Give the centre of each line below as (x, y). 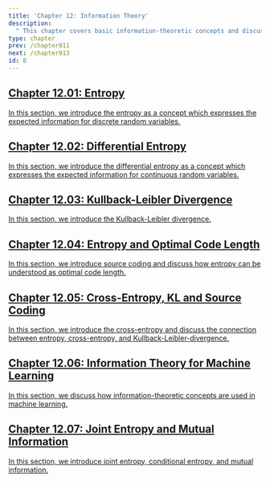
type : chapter (32, 38)
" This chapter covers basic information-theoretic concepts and (127, 31)
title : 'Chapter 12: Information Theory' (79, 16)
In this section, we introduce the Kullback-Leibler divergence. (110, 219)
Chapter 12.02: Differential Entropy (98, 147)
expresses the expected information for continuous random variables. (124, 175)
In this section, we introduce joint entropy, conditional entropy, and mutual (131, 461)
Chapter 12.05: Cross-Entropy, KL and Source (125, 297)
